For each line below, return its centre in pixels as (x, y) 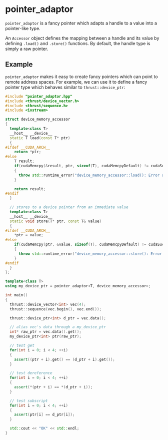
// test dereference (31, 373)
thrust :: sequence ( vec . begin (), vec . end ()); (55, 309)
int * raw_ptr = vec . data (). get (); (45, 332)
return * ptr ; (28, 152)
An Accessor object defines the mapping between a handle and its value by (82, 38)
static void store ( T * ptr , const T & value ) (55, 221)
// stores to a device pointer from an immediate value (69, 207)
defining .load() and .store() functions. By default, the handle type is (78, 43)
